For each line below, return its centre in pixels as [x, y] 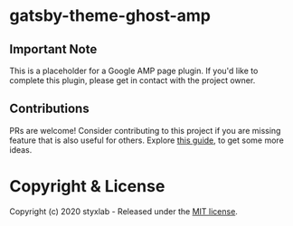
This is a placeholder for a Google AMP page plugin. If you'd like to [134, 71]
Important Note [53, 49]
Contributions [49, 109]
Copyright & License [87, 186]
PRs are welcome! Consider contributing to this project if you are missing [145, 130]
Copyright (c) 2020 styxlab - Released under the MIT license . [123, 211]
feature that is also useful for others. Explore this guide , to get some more [147, 140]
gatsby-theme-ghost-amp [110, 16]
